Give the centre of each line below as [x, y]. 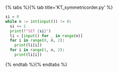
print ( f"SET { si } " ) [31, 31]
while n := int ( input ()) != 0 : [38, 21]
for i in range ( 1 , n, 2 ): [37, 50]
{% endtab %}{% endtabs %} [36, 64]
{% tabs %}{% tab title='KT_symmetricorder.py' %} [59, 7]
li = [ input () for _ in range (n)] [46, 36]
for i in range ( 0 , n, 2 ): [37, 40]
